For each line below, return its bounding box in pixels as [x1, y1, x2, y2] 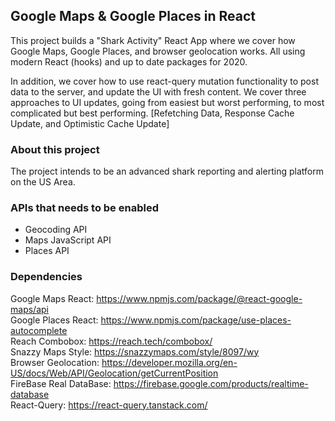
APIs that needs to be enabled [10, 201, 159, 215]
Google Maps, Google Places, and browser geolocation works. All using [10, 45, 306, 57]
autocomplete [10, 324, 68, 336]
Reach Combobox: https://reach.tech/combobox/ [10, 335, 213, 347]
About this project [10, 142, 100, 156]
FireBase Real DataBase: [10, 377, 112, 389]
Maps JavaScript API [24, 234, 112, 246]
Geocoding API [24, 224, 88, 236]
